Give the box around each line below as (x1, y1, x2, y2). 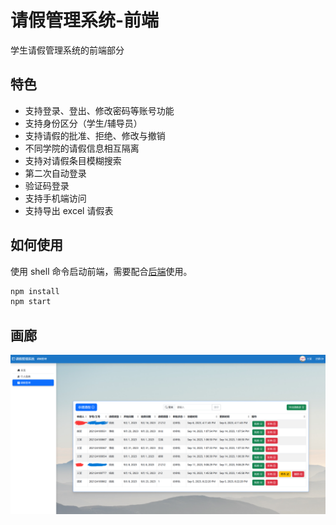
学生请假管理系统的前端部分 (10, 44, 125, 56)
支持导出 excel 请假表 (24, 204, 114, 216)
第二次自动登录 (24, 167, 87, 179)
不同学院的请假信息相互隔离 (24, 142, 140, 154)
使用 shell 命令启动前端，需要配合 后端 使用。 (10, 265, 193, 277)
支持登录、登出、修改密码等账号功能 (24, 104, 175, 116)
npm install (10, 286, 60, 296)
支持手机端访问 (24, 192, 87, 204)
